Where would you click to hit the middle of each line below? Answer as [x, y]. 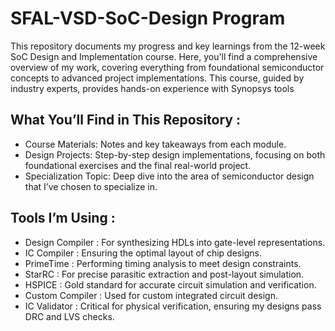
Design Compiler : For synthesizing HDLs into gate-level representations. [175, 242]
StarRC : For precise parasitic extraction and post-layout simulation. [164, 274]
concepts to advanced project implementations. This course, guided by [157, 78]
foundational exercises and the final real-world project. [138, 165]
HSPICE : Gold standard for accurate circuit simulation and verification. [170, 284]
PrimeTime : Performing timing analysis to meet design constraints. [163, 263]
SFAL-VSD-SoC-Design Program [148, 18]
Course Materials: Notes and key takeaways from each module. [155, 144]
